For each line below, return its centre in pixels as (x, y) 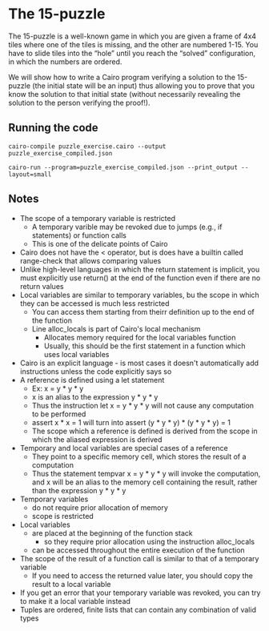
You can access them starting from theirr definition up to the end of (143, 311)
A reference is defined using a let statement (92, 380)
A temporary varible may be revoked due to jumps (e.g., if (127, 227)
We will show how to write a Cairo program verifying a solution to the (122, 77)
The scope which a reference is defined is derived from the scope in (145, 431)
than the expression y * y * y (79, 490)
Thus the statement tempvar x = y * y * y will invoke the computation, (146, 473)
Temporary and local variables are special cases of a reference (124, 448)
